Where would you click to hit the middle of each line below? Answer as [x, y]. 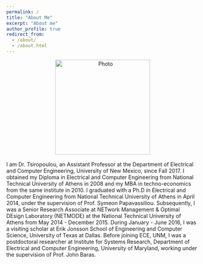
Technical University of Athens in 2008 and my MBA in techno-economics [99, 183]
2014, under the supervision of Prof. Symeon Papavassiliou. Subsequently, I [101, 203]
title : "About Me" [29, 18]
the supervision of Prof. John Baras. [51, 254]
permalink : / [23, 12]
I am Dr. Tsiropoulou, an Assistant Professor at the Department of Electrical [100, 164]
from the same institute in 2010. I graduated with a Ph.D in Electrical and [96, 190]
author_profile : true [34, 29]
